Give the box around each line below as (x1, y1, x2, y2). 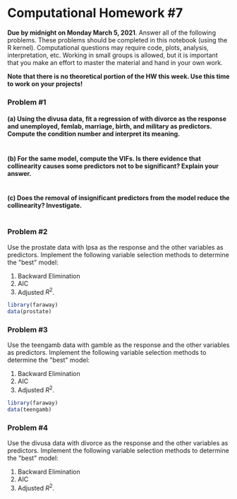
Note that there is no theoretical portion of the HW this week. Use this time (7, 72, 230, 81)
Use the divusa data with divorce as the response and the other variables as (7, 439, 229, 447)
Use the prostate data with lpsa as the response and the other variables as (7, 242, 224, 252)
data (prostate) (7, 308, 52, 315)
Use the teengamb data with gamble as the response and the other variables (7, 341, 230, 349)
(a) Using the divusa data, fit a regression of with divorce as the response (7, 115, 227, 123)
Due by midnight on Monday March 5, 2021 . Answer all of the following (7, 28, 217, 37)
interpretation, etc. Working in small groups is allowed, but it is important (7, 51, 218, 59)
